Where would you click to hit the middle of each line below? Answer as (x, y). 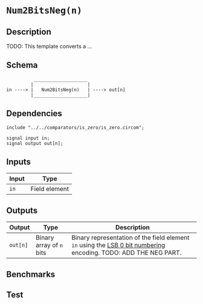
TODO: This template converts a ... (49, 46)
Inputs (19, 162)
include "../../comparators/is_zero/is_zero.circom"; (76, 128)
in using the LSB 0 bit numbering (118, 245)
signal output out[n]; (35, 143)
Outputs (22, 210)
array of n (50, 245)
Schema (22, 65)
